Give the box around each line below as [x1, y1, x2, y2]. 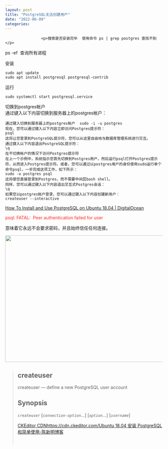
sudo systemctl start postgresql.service [5, 94, 93, 99]
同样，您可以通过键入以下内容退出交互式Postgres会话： [5, 182, 105, 187]
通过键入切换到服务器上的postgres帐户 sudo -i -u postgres [5, 121, 122, 126]
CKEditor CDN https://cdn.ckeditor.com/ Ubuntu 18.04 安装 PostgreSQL [17, 422, 162, 428]
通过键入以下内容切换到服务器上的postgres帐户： [5, 110, 106, 116]
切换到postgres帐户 [5, 104, 45, 110]
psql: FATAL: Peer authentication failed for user [5, 215, 103, 221]
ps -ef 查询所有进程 [5, 50, 46, 56]
